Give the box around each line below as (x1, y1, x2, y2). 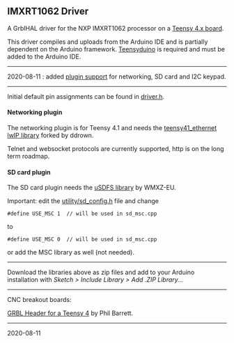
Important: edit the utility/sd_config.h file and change (7, 197, 159, 205)
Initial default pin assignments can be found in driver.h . (7, 92, 165, 100)
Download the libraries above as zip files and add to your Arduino (7, 268, 195, 277)
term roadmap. (7, 152, 50, 161)
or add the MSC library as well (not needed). (7, 248, 134, 257)
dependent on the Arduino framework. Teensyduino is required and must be (7, 45, 225, 53)
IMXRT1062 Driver (7, 6, 89, 17)
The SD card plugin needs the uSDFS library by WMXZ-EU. (7, 184, 176, 192)
